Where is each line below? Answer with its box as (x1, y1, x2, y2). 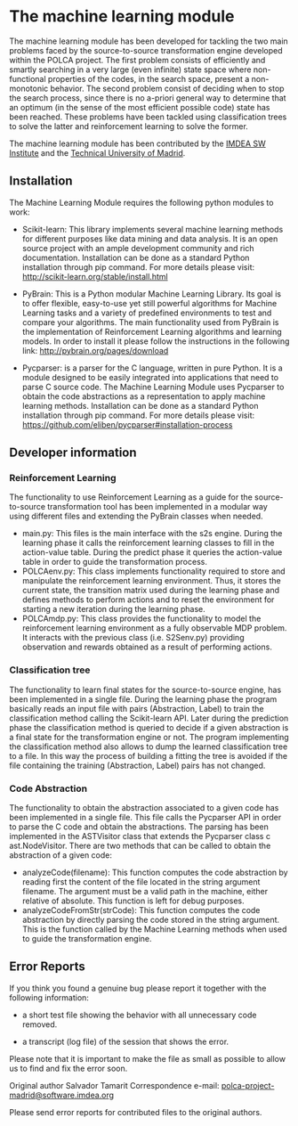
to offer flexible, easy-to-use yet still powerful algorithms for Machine (21, 298, 278, 308)
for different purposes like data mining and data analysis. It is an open (21, 233, 278, 244)
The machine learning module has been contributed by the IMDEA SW (9, 138, 267, 149)
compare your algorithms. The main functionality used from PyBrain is (21, 316, 279, 327)
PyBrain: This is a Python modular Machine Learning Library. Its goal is (21, 288, 282, 299)
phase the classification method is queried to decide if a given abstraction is (9, 722, 289, 732)
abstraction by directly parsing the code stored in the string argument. (21, 915, 280, 926)
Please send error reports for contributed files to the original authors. (9, 1106, 262, 1117)
